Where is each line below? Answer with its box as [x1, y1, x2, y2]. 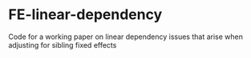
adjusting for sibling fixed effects [8, 40, 117, 49]
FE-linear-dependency [8, 6, 163, 24]
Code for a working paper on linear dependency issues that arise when [8, 32, 243, 41]
